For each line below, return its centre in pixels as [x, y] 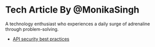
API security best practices [41, 39]
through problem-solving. [32, 29]
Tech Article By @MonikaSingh [72, 10]
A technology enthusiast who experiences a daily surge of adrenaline [78, 24]
